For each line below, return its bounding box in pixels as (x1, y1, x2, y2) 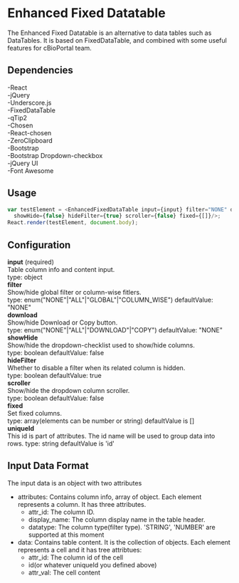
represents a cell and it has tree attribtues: (17, 545, 142, 554)
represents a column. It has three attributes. (17, 500, 147, 508)
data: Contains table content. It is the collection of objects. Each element (17, 537, 231, 546)
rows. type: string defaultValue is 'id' (7, 439, 115, 448)
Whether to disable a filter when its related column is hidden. (7, 364, 186, 372)
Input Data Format (7, 460, 89, 472)
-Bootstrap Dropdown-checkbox (7, 151, 103, 159)
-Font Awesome (7, 166, 54, 175)
